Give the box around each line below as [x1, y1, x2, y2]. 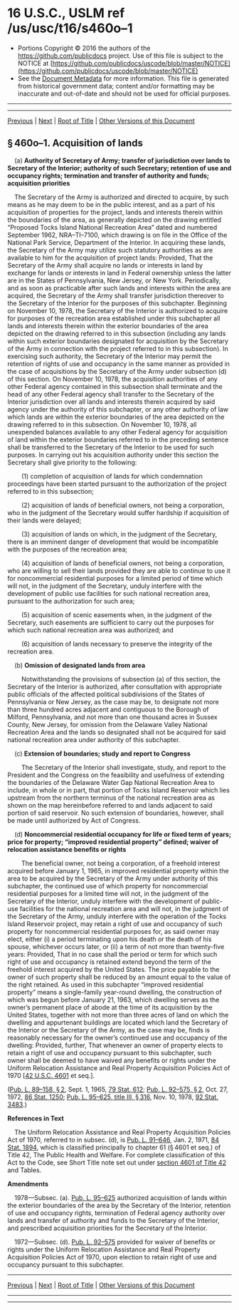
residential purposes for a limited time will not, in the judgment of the [7, 889, 209, 898]
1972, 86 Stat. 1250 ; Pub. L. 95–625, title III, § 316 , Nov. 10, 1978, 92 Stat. [7, 1092, 218, 1101]
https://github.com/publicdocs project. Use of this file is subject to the [17, 51, 224, 60]
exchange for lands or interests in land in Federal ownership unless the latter [7, 268, 231, 277]
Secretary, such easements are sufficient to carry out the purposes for [7, 618, 215, 626]
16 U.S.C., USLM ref [7, 5, 125, 21]
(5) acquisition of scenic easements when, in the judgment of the [21, 610, 212, 619]
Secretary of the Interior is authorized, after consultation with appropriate [7, 682, 223, 691]
